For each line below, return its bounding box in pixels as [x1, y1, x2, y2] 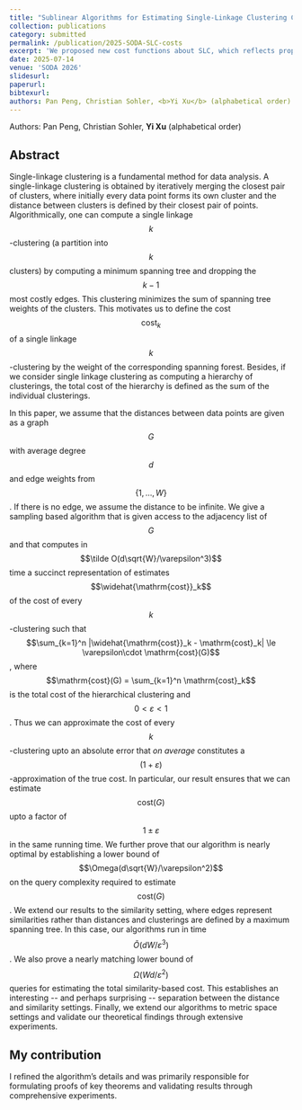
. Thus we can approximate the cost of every [9, 716, 175, 728]
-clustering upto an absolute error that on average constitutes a [9, 745, 245, 756]
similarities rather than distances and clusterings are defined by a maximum [9, 914, 290, 925]
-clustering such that [9, 623, 87, 634]
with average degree [9, 445, 86, 456]
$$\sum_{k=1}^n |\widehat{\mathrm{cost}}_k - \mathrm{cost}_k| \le [25, 637, 277, 648]
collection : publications [9, 22, 106, 31]
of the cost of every [9, 595, 83, 606]
